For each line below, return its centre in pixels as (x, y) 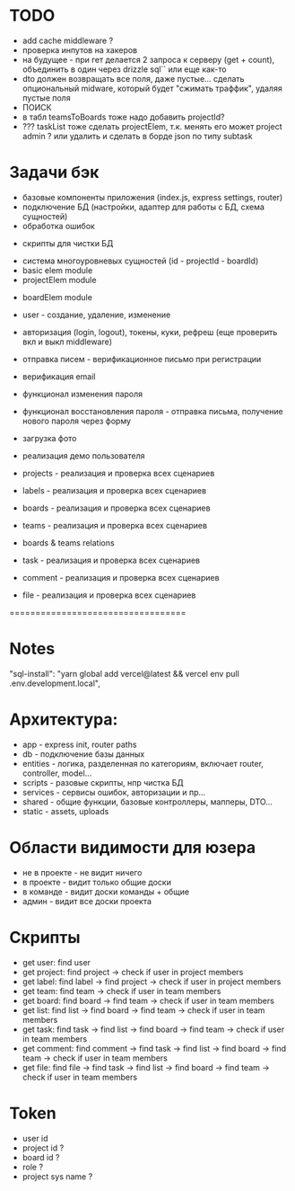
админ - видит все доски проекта (87, 901)
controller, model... (57, 773)
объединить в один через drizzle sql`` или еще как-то (124, 69)
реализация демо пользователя (83, 456)
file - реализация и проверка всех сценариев (109, 595)
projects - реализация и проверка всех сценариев (118, 473)
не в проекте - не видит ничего (82, 872)
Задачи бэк (54, 173)
